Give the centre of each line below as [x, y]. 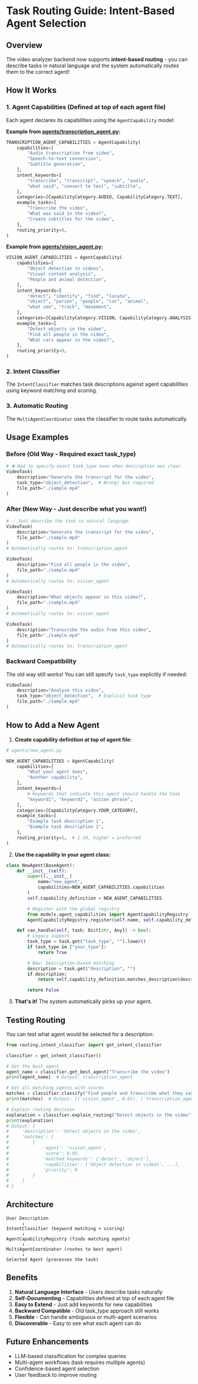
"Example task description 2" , [66, 827]
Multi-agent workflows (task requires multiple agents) [80, 1362]
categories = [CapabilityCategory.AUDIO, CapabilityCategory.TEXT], [100, 197]
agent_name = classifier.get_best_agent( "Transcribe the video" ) [88, 1072]
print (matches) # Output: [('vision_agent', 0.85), [72, 1099]
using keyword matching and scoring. [52, 391]
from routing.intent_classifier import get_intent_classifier [84, 1045]
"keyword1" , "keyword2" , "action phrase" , [80, 799]
